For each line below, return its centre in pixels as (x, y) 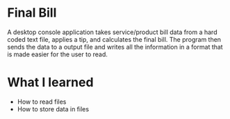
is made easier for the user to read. (57, 54)
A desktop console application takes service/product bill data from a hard (112, 32)
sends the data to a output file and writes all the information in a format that (115, 47)
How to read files (42, 102)
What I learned (50, 82)
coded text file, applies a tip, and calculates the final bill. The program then (114, 39)
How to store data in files (53, 109)
